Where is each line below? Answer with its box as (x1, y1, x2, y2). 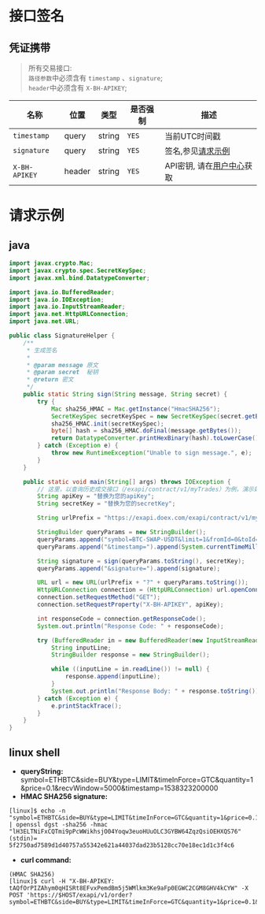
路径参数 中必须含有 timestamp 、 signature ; (28, 73, 164, 83)
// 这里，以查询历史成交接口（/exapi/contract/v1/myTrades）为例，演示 (37, 485, 254, 493)
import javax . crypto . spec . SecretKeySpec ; (9, 266, 147, 274)
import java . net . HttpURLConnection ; (9, 310, 129, 318)
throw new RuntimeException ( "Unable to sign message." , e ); (50, 449, 252, 457)
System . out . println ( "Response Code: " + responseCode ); (37, 622, 224, 630)
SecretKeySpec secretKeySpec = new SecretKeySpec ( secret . (50, 412, 245, 420)
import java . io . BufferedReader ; (9, 288, 115, 296)
